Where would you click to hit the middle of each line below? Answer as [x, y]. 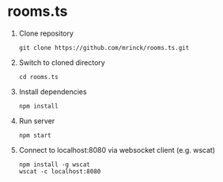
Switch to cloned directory [62, 63]
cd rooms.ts [38, 77]
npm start [35, 135]
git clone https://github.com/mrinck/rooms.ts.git [104, 47]
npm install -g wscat [54, 165]
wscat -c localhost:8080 [60, 171]
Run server [37, 120]
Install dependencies [53, 91]
